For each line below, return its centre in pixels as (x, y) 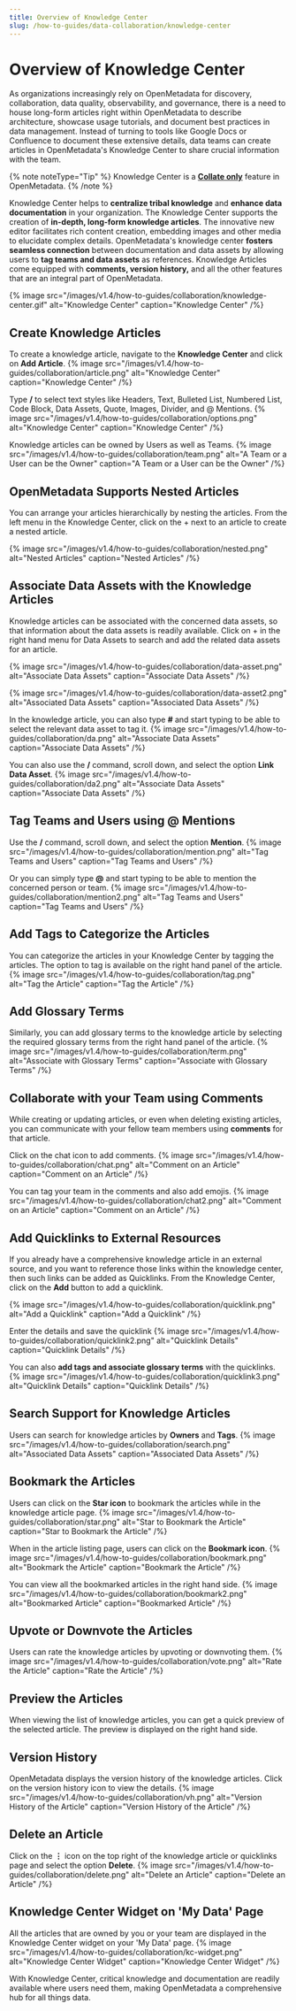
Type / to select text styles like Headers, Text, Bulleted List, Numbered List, (146, 400)
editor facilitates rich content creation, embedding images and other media (145, 232)
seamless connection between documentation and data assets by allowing (147, 250)
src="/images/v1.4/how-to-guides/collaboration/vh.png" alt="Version (136, 1797)
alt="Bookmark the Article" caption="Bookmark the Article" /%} (125, 1567)
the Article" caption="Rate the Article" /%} (86, 1671)
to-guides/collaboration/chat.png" (72, 1165)
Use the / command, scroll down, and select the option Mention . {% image (145, 842)
